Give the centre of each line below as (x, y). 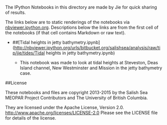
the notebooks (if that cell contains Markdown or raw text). (66, 33)
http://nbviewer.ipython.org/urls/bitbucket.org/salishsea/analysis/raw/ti (87, 48)
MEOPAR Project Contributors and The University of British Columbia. (77, 98)
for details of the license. (31, 118)
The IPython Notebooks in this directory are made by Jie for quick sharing (81, 7)
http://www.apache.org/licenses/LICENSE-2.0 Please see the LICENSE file (82, 113)
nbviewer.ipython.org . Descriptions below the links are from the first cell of (82, 27)
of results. (15, 12)
